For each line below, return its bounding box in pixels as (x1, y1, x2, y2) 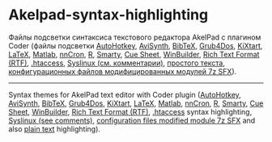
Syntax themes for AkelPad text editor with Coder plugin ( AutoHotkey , (8, 90, 241, 99)
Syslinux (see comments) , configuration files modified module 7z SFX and (8, 115, 256, 125)
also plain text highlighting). (8, 123, 101, 134)
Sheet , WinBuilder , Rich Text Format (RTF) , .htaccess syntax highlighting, (8, 106, 253, 116)
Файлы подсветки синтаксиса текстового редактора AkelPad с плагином (8, 32, 261, 42)
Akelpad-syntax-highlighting (8, 6, 209, 24)
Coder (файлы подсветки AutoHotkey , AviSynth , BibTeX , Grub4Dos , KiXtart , (8, 40, 263, 50)
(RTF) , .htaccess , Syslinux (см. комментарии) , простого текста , (8, 58, 225, 68)
